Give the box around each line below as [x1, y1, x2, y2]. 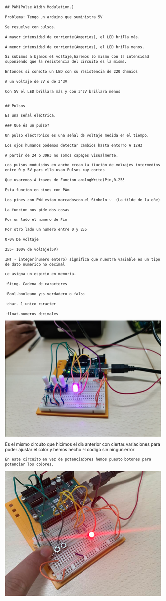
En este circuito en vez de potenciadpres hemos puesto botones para [5, 457, 152, 462]
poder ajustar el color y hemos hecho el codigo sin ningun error [5, 447, 135, 453]
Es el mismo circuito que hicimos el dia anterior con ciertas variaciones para [5, 441, 161, 447]
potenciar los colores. [5, 462, 54, 467]
